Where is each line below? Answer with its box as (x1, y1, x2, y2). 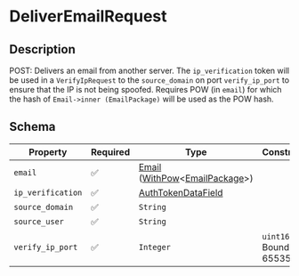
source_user (13, 216, 65, 226)
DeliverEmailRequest (9, 6, 167, 27)
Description (9, 42, 76, 57)
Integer (138, 242, 172, 252)
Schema (9, 119, 56, 134)
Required (90, 145, 131, 158)
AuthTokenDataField (138, 186, 223, 199)
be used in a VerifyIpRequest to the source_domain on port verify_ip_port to (9, 75, 290, 85)
